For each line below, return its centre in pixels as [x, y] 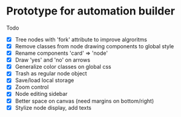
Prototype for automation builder [91, 11]
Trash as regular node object [51, 74]
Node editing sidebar [41, 94]
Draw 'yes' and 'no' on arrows [53, 60]
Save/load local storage [44, 80]
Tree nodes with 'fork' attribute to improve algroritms [81, 39]
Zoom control [32, 87]
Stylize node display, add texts [53, 107]
